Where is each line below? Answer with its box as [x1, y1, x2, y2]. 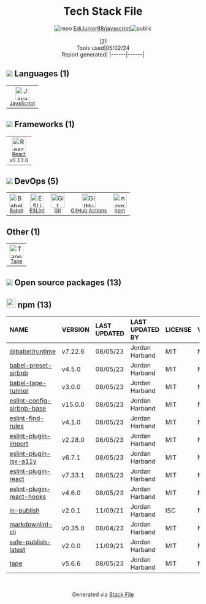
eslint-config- [9, 396, 51, 405]
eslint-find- [9, 414, 45, 423]
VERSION [61, 326, 90, 334]
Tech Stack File [63, 4, 143, 18]
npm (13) [17, 299, 52, 310]
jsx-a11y [9, 457, 37, 466]
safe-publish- [9, 538, 51, 546]
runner [9, 386, 29, 395]
